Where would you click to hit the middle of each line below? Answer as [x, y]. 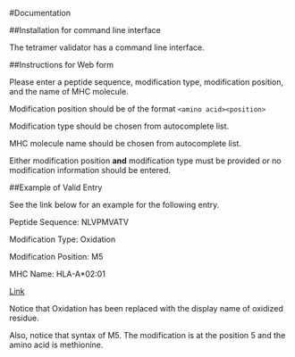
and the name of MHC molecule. [69, 91]
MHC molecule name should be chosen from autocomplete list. [125, 143]
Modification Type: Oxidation [63, 239]
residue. [25, 318]
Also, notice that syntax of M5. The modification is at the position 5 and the [147, 335]
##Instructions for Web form [62, 65]
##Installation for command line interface [85, 30]
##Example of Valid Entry [56, 187]
